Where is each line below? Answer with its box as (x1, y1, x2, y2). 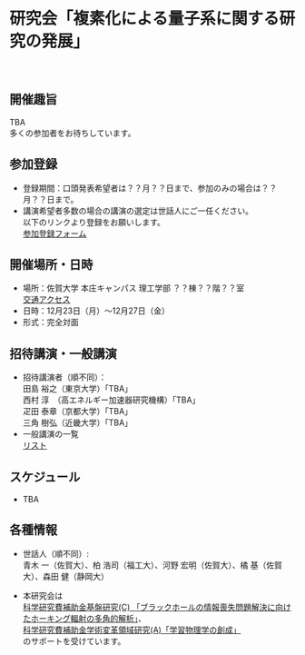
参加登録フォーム (22, 228, 87, 239)
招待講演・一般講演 (9, 346, 117, 362)
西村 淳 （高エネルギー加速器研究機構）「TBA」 (22, 394, 201, 405)
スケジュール (9, 469, 81, 484)
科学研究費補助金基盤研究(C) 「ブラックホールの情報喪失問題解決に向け (22, 601, 292, 612)
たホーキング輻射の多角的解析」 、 (22, 612, 147, 623)
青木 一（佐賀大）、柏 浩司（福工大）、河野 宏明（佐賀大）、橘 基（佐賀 (22, 560, 283, 571)
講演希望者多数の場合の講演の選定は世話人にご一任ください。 (22, 205, 254, 216)
